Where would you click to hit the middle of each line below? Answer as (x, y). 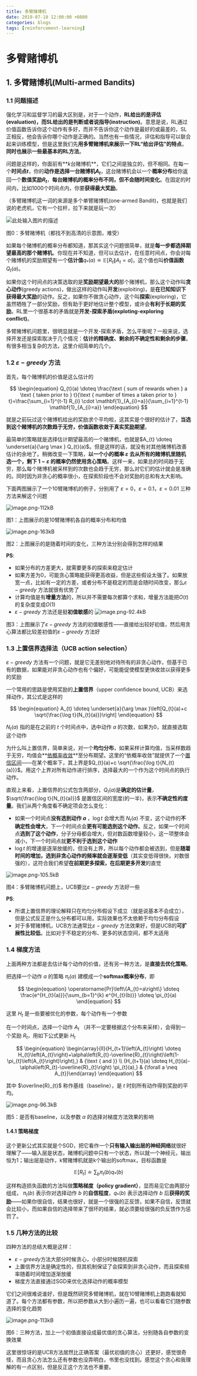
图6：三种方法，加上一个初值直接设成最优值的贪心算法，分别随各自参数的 (95, 1332)
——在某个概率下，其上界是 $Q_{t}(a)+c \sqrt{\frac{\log (88, 762)
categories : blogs (28, 22)
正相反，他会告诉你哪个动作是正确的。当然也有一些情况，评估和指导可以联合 (98, 137)
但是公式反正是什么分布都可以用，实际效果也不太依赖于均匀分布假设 (97, 918)
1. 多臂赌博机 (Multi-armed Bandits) (71, 82)
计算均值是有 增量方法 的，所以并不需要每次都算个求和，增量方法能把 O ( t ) (101, 597)
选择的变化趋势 (24, 1308)
